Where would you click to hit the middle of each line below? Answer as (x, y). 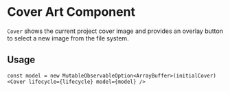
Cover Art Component (71, 12)
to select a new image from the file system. (68, 38)
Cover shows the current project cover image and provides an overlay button (115, 31)
